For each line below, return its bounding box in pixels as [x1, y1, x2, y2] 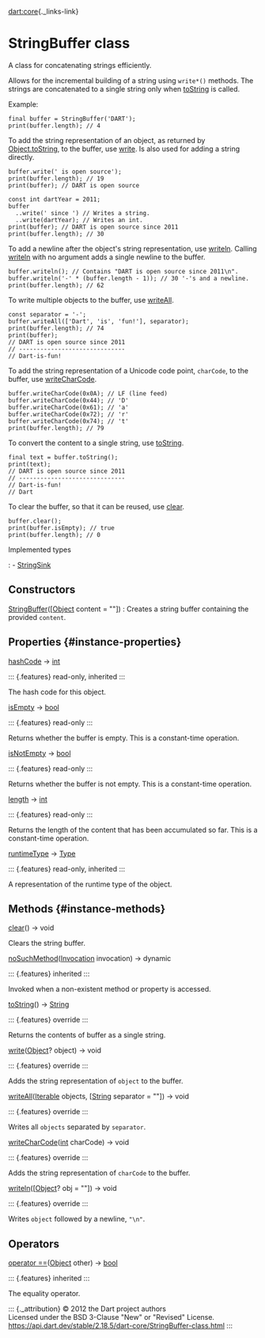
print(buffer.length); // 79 [8, 424, 104, 432]
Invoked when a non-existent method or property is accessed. [8, 985, 211, 994]
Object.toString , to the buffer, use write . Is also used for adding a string [8, 144, 240, 153]
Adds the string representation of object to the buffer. [8, 1076, 184, 1086]
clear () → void [8, 923, 55, 932]
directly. [8, 152, 35, 161]
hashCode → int [8, 656, 61, 666]
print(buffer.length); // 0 [8, 531, 101, 539]
